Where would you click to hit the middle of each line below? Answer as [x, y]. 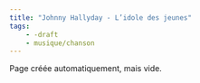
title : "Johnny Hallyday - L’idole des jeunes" [101, 18]
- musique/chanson [60, 43]
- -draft [42, 34]
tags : [19, 26]
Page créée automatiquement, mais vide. [86, 69]
